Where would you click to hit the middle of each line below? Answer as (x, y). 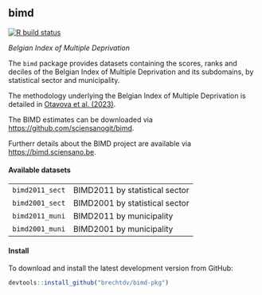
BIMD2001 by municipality (123, 229)
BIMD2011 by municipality (123, 216)
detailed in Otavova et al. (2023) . (62, 104)
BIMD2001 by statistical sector (131, 203)
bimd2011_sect (39, 190)
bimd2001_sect (39, 203)
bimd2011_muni (39, 216)
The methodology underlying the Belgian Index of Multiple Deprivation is (127, 96)
